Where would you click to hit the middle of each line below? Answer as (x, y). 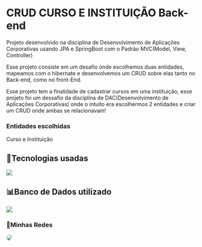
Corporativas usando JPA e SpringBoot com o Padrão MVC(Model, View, (96, 49)
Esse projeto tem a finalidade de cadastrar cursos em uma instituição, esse (99, 91)
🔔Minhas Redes (29, 225)
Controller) (20, 55)
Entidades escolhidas (38, 126)
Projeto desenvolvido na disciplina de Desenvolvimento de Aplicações (93, 42)
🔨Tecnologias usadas (47, 158)
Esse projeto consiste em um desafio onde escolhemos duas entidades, (95, 67)
